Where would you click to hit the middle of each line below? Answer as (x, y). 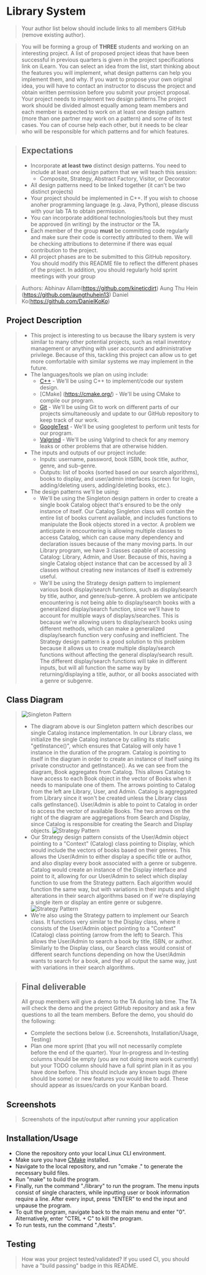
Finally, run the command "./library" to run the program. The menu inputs (107, 1185)
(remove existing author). (53, 34)
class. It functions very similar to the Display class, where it (105, 922)
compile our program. (67, 400)
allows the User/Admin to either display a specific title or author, (111, 857)
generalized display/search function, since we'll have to (110, 609)
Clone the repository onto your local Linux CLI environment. (91, 1153)
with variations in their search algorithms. (83, 968)
